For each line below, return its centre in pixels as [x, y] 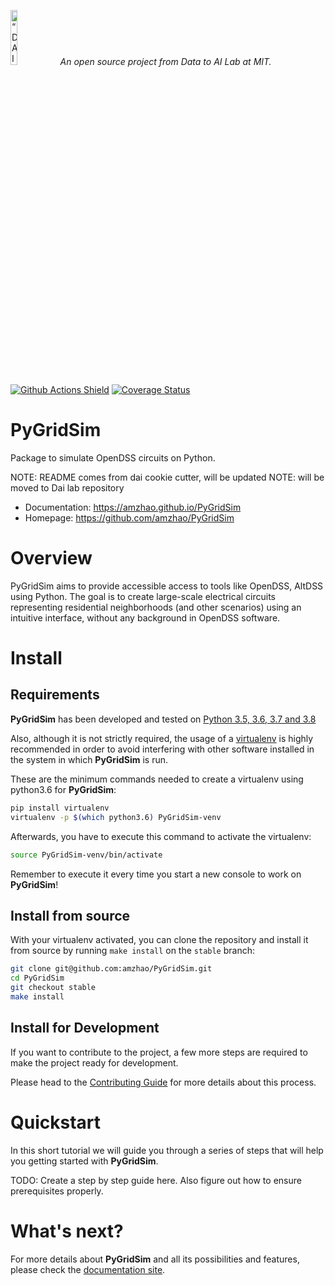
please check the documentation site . [88, 1269]
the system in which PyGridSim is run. [89, 759]
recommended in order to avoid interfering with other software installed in [162, 749]
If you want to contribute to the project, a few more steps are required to [159, 1052]
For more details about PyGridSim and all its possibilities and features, [155, 1259]
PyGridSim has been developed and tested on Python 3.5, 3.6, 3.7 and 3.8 [163, 719]
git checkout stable [53, 988]
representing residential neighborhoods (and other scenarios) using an [156, 607]
